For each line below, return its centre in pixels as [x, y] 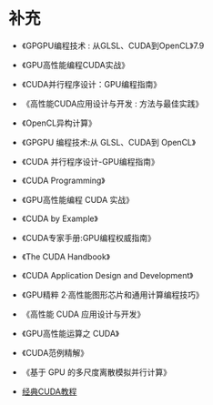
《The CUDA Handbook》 [66, 257]
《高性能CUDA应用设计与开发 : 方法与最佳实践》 [112, 103]
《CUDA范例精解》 [55, 352]
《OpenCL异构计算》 [59, 123]
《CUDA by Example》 [60, 218]
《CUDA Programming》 [63, 180]
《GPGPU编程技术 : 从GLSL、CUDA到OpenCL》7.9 [113, 46]
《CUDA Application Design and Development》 [107, 275]
